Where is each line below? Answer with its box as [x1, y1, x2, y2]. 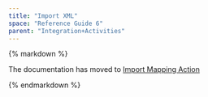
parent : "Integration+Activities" [8, 27, 126, 35]
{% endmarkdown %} [8, 80, 81, 90]
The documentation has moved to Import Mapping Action [8, 65, 201, 74]
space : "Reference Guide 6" [8, 19, 104, 27]
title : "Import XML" [8, 11, 79, 20]
